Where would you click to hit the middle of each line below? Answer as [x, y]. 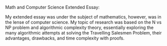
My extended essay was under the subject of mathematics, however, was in [83, 17]
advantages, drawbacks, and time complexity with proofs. [65, 38]
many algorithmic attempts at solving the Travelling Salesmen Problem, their [83, 33]
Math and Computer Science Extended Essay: [52, 7]
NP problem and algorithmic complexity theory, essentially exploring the [79, 27]
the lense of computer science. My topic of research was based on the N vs [83, 22]
